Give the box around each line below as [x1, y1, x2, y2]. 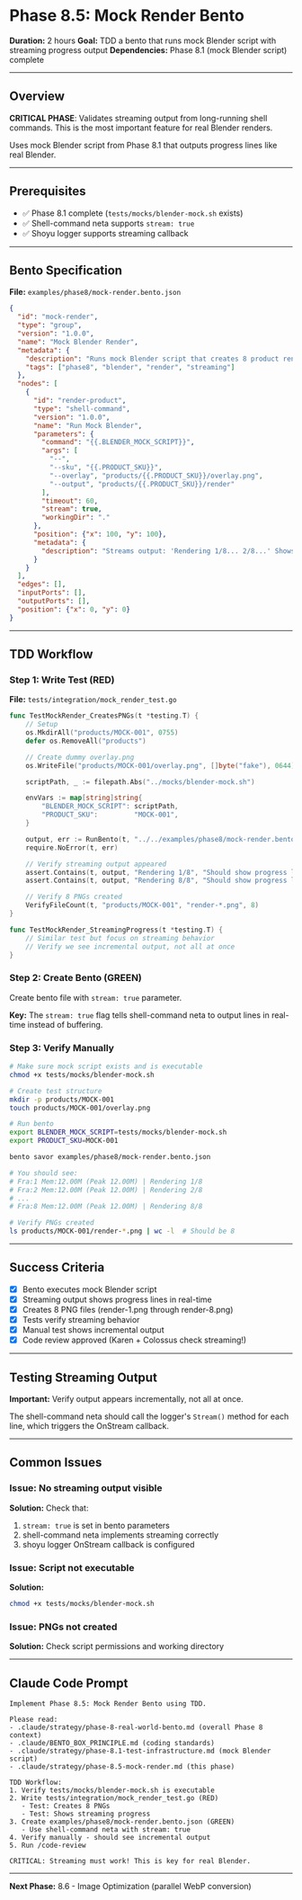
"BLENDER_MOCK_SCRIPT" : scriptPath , [41, 802, 179, 811]
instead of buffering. [27, 1019, 103, 1030]
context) [9, 1731, 42, 1740]
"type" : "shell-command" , [32, 404, 130, 414]
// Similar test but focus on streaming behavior [25, 933, 216, 942]
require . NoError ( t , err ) [25, 843, 119, 852]
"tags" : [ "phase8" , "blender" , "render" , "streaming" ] [25, 362, 235, 371]
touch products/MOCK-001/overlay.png [9, 1103, 151, 1112]
